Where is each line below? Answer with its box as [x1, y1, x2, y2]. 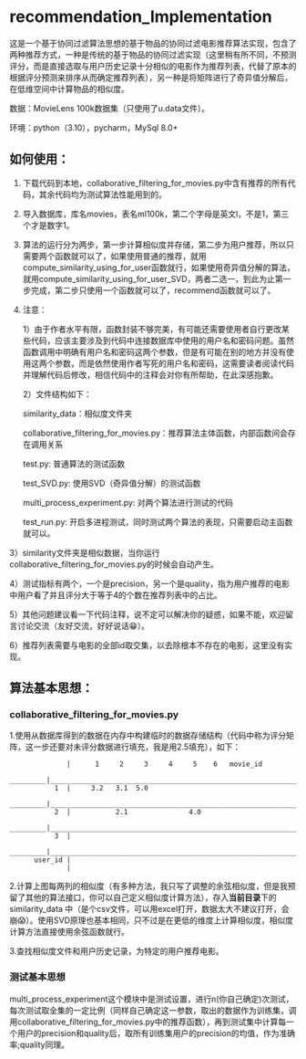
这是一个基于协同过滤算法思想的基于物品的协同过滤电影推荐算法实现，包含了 [9, 37, 297, 48]
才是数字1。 [30, 219, 75, 230]
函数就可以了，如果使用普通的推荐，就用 [54, 250, 207, 261]
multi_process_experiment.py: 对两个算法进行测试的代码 [22, 497, 234, 508]
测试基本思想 [9, 970, 66, 983]
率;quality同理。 [9, 1039, 70, 1050]
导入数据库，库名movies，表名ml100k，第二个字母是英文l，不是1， [22, 208, 273, 219]
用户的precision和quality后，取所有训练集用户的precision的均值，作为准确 [16, 1027, 296, 1038]
